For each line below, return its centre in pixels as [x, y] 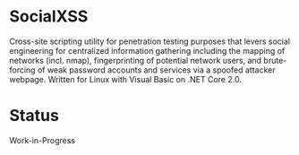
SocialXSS [49, 17]
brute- [275, 60]
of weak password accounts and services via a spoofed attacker [156, 70]
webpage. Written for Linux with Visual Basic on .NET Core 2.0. [125, 79]
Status [34, 116]
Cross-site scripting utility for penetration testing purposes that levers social [150, 41]
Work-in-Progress [43, 140]
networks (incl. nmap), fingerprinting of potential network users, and [136, 60]
